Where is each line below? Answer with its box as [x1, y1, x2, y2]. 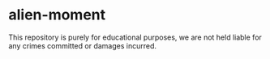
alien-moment [8, 6, 106, 24]
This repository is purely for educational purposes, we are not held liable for [8, 32, 262, 42]
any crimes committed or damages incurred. [8, 40, 156, 50]
